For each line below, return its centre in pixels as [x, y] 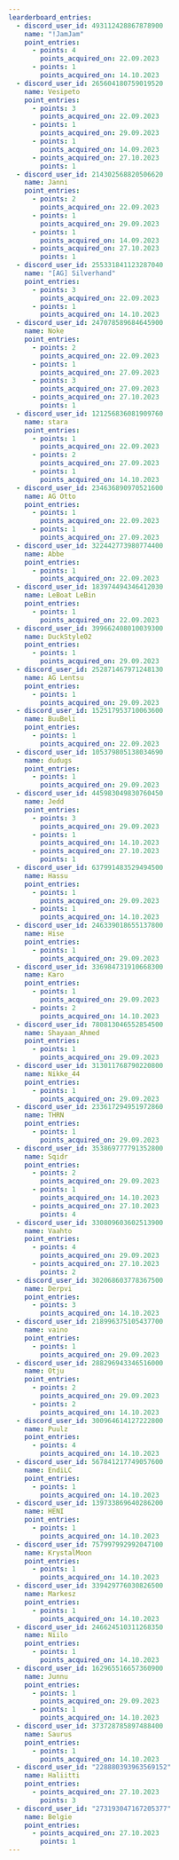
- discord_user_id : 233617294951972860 [90, 1107]
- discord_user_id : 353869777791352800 [90, 1148]
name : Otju [44, 1371]
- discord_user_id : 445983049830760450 [90, 794]
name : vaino [46, 1330]
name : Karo [44, 975]
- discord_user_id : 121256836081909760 [90, 414]
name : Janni [46, 183]
